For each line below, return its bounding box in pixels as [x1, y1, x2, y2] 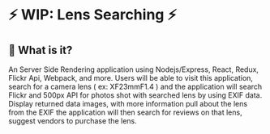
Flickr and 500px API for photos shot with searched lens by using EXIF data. [8, 90, 263, 100]
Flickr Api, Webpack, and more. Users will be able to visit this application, [8, 73, 254, 82]
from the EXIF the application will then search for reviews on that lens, [8, 107, 242, 117]
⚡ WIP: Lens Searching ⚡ [8, 6, 177, 24]
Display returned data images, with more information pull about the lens [8, 99, 248, 108]
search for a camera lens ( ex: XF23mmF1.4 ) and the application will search [8, 82, 263, 91]
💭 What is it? [8, 43, 73, 57]
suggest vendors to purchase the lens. [8, 116, 137, 125]
